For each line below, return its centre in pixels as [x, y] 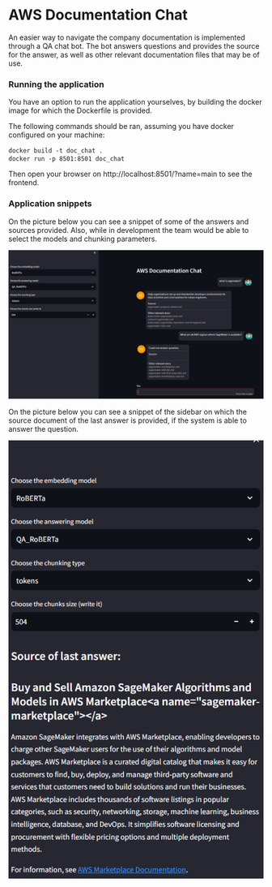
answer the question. [44, 428]
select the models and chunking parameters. [83, 239]
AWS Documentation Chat [98, 15]
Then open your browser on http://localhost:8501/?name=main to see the [130, 174]
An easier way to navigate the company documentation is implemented [127, 37]
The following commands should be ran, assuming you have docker [121, 127]
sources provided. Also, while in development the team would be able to [129, 230]
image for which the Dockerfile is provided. [80, 110]
